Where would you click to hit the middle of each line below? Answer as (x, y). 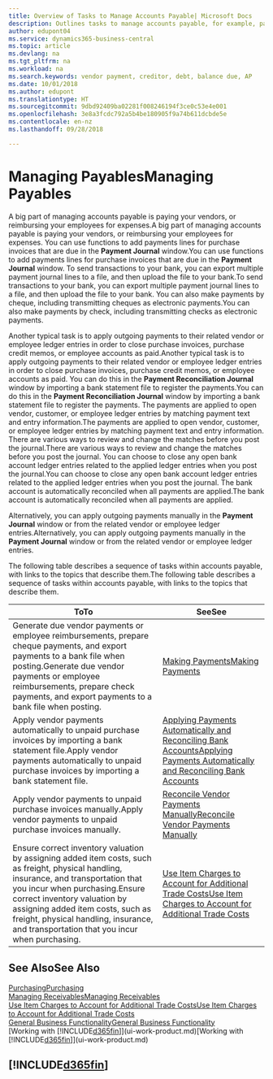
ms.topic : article (39, 46)
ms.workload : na (36, 69)
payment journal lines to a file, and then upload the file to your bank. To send (136, 276)
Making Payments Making (210, 661)
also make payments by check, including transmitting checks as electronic (133, 311)
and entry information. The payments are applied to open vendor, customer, (134, 422)
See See (212, 612)
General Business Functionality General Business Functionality (112, 1022)
